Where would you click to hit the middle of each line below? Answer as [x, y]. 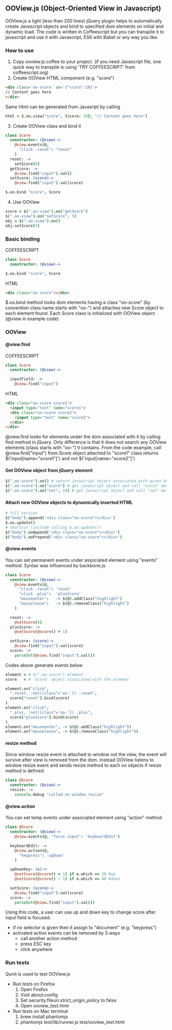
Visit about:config [39, 995]
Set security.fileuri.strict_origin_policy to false [68, 1000]
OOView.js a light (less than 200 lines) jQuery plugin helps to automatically [84, 21]
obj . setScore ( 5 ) [23, 226]
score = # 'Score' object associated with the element [67, 679]
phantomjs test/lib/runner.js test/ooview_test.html [72, 1022]
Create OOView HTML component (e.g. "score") [63, 78]
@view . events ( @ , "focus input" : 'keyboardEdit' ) [67, 836]
